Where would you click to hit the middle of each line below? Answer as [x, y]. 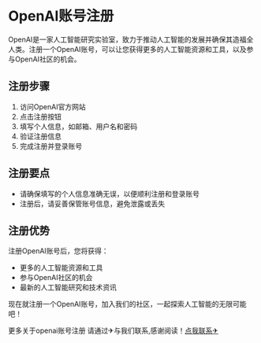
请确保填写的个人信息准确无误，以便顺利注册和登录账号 [109, 194]
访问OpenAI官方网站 [52, 106]
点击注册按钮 [40, 116]
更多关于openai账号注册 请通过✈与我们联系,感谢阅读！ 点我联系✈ [114, 330]
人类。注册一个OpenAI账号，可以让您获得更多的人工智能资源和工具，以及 [127, 49]
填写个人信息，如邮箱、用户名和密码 [78, 126]
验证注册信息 [40, 136]
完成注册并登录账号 [51, 146]
